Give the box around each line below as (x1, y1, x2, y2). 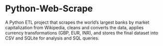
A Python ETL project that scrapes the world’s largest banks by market (5, 19, 150, 25)
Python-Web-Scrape (5, 3, 93, 14)
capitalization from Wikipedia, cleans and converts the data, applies (5, 24, 144, 30)
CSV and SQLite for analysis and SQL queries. (5, 35, 99, 41)
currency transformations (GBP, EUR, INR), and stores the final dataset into (5, 30, 159, 36)
